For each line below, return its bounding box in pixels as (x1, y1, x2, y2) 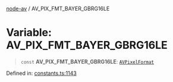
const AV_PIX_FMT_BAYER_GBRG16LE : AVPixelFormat (20, 58, 155, 65)
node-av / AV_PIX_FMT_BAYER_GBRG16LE (6, 5, 110, 12)
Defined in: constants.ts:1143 (6, 70, 77, 77)
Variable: (6, 26, 52, 39)
